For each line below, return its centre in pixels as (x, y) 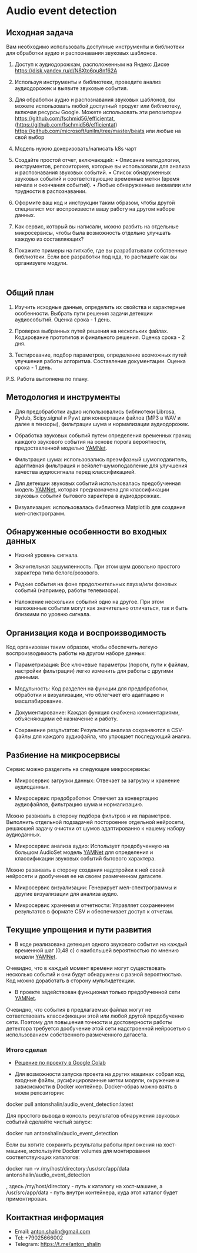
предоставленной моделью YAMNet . (61, 448)
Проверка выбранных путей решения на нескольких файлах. (91, 331)
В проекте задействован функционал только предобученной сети (97, 992)
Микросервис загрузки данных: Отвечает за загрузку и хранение (97, 780)
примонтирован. (27, 1199)
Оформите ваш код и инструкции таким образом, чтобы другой (95, 202)
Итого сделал (26, 1050)
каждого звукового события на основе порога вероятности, (90, 441)
